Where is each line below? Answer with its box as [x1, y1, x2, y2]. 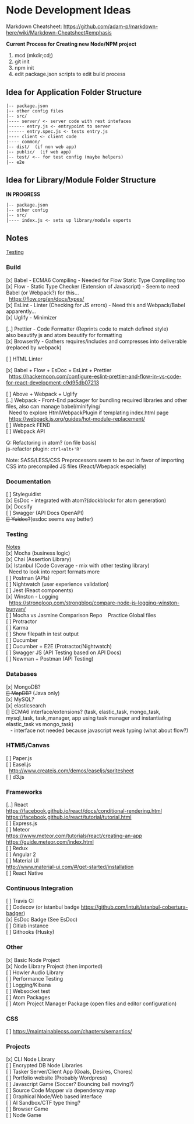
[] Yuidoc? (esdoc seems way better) [6, 515, 93, 523]
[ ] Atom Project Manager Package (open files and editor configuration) [6, 1000, 177, 1007]
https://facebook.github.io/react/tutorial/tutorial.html [6, 814, 132, 821]
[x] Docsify [6, 503, 33, 510]
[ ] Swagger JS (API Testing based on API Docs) [6, 649, 122, 656]
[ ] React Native [6, 869, 44, 876]
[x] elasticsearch [6, 702, 47, 709]
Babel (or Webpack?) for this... [6, 289, 80, 296]
